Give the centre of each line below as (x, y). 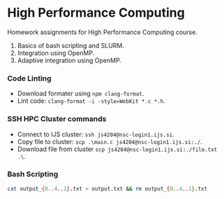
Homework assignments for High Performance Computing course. (102, 32)
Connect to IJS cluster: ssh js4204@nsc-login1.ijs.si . (96, 134)
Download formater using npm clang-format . (81, 94)
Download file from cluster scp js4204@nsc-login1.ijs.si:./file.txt (117, 149)
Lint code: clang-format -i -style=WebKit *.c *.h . (91, 101)
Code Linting (29, 78)
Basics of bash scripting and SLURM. (70, 45)
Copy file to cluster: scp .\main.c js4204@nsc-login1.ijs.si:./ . (110, 141)
